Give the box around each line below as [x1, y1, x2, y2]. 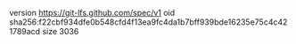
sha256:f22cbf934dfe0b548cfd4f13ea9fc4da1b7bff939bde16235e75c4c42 [9, 17, 288, 27]
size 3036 [42, 26, 79, 36]
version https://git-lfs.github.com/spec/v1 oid [9, 8, 176, 18]
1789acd [9, 26, 41, 36]
